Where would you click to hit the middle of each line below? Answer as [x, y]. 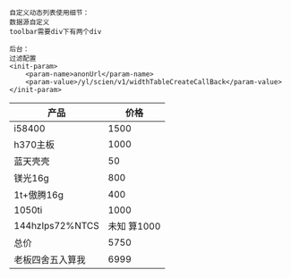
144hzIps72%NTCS [57, 226]
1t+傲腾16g [39, 195]
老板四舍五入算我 [50, 260]
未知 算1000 [134, 226]
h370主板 [34, 144]
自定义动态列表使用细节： [49, 13]
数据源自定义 [30, 22]
